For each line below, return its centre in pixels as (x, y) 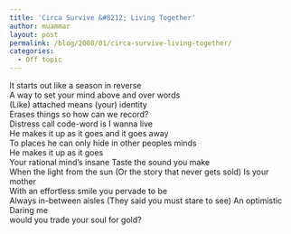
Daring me (28, 210)
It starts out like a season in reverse (75, 85)
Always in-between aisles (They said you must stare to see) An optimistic (146, 201)
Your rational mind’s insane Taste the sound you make (110, 162)
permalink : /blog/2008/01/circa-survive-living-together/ (121, 43)
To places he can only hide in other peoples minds (103, 143)
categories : (32, 51)
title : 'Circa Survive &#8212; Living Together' (103, 18)
